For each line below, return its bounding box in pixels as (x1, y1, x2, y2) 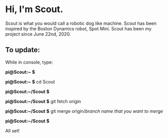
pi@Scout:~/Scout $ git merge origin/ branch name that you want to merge (5, 108, 163, 114)
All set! (5, 127, 20, 133)
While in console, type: (5, 59, 53, 65)
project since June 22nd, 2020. (5, 31, 71, 37)
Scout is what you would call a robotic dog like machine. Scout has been (5, 20, 157, 26)
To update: (5, 45, 40, 54)
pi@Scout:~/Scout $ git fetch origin (5, 98, 81, 104)
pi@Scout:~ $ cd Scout (5, 78, 55, 84)
